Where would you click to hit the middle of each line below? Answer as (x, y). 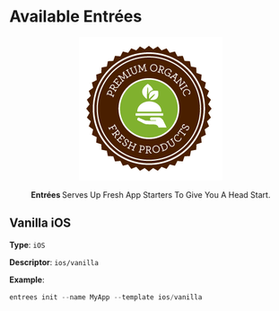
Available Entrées (76, 17)
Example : (27, 280)
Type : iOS (27, 244)
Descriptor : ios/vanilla (54, 262)
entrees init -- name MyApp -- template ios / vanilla (106, 297)
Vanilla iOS (40, 223)
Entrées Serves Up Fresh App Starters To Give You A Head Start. (151, 194)
